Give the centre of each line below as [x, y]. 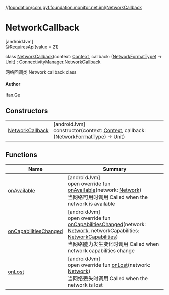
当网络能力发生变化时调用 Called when [113, 244]
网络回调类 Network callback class [41, 72]
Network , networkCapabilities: [104, 230]
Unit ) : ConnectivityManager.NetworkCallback [53, 62]
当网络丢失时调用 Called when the [108, 278]
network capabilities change [101, 250]
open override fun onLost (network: [109, 265]
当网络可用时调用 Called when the [108, 197]
